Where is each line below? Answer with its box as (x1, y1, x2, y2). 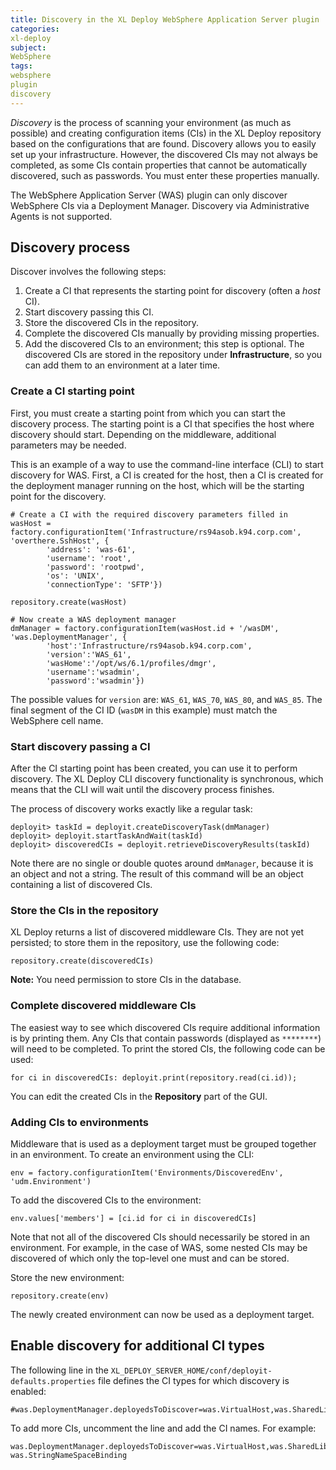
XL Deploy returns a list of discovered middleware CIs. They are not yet (10, 926, 305, 938)
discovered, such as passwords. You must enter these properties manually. (10, 169, 320, 181)
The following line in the (10, 1364, 109, 1376)
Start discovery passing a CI (10, 739, 151, 753)
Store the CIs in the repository (10, 903, 159, 917)
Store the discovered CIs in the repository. (24, 317, 200, 329)
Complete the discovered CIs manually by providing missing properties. (24, 327, 320, 340)
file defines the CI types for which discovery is (97, 1374, 290, 1386)
